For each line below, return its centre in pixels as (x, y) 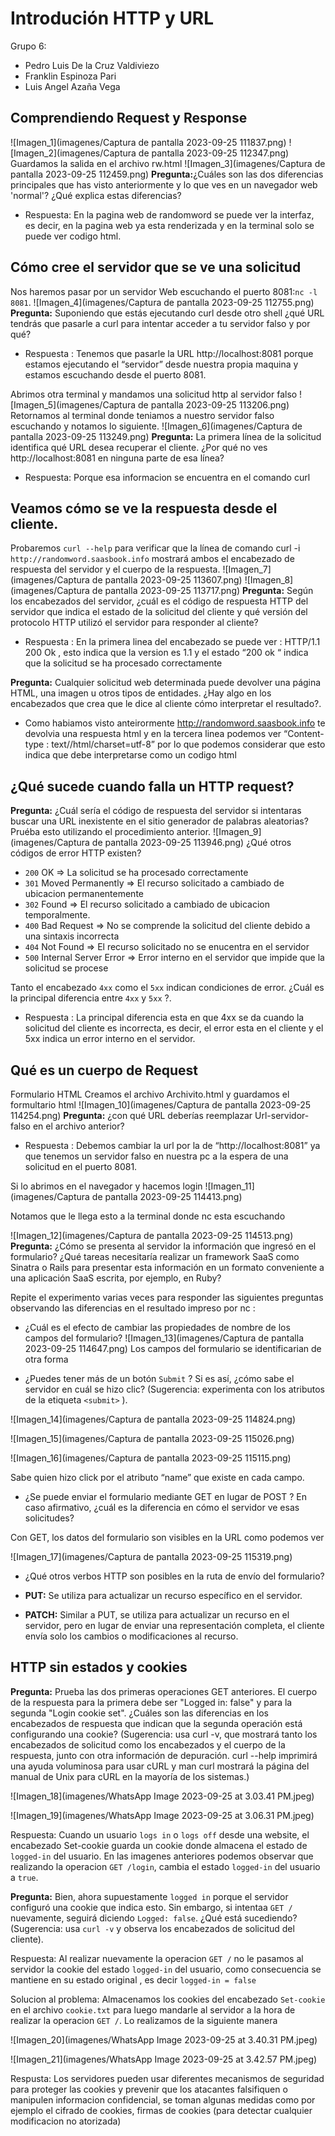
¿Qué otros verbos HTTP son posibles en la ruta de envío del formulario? (174, 1576)
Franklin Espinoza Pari (70, 76)
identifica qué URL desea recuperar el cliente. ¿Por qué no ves (139, 447)
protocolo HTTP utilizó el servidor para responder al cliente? (134, 623)
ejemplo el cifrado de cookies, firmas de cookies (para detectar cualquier (161, 2110)
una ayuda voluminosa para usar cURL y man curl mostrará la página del (160, 1766)
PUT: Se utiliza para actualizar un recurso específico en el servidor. (163, 1595)
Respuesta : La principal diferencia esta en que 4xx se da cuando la (164, 1018)
